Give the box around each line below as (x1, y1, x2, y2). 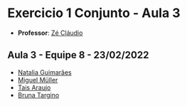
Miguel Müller (17, 75, 58, 84)
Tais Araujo (17, 83, 51, 92)
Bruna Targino (17, 90, 60, 99)
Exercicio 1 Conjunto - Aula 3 (7, 5, 181, 21)
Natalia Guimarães (17, 68, 73, 76)
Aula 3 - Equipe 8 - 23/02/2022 (7, 49, 149, 61)
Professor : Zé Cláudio (17, 28, 83, 37)
